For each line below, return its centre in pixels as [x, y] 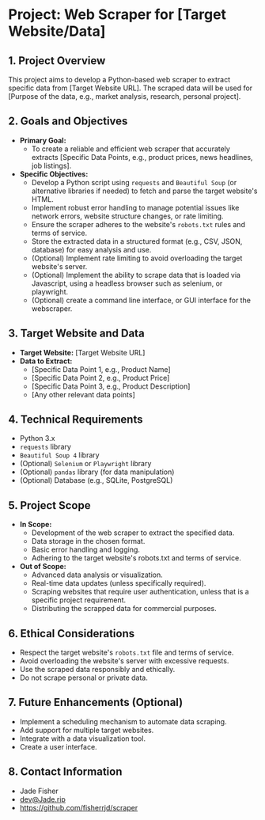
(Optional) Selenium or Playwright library [85, 464]
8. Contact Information [65, 772]
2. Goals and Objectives [68, 121]
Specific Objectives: [54, 174]
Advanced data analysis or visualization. [97, 575]
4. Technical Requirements [76, 420]
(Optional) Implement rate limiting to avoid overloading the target [137, 258]
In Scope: [36, 525]
